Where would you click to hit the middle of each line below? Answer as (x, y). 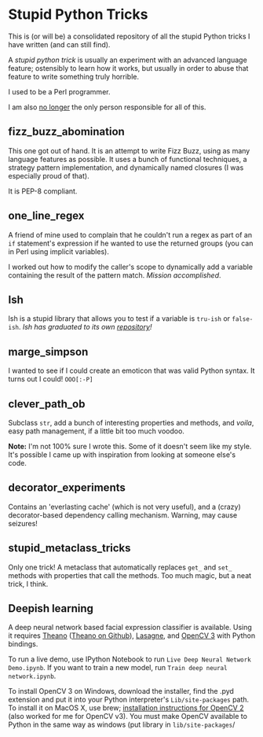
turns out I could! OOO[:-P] (51, 379)
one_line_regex (46, 216)
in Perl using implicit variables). (59, 251)
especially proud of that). (49, 175)
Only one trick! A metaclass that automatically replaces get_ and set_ (120, 567)
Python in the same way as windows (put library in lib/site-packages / (122, 724)
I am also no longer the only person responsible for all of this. (107, 107)
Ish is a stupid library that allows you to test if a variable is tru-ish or (119, 319)
